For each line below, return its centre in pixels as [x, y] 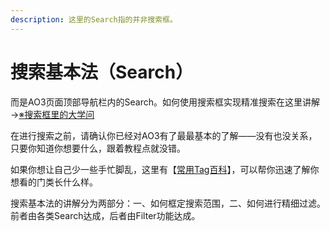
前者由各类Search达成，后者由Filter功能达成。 [105, 215]
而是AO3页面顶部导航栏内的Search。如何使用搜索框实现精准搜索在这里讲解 [165, 102]
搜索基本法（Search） [102, 72]
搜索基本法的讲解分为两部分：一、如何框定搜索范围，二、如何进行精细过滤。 [168, 203]
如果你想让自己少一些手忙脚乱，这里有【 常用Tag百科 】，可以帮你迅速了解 [160, 169]
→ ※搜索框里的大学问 [52, 114]
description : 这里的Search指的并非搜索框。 [94, 19]
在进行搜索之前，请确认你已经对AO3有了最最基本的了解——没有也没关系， [164, 135]
